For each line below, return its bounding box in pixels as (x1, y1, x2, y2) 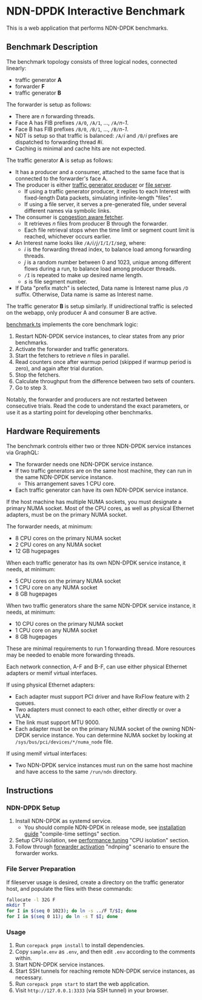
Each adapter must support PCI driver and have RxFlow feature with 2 (15, 693, 190, 700)
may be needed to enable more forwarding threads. (6, 651, 135, 659)
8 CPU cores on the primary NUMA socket (15, 534, 121, 542)
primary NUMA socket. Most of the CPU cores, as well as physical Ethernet (6, 505, 194, 512)
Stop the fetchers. (15, 371, 61, 378)
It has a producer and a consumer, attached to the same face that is (15, 168, 185, 175)
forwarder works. (15, 850, 59, 857)
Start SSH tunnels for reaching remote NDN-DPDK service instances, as (15, 967, 195, 975)
